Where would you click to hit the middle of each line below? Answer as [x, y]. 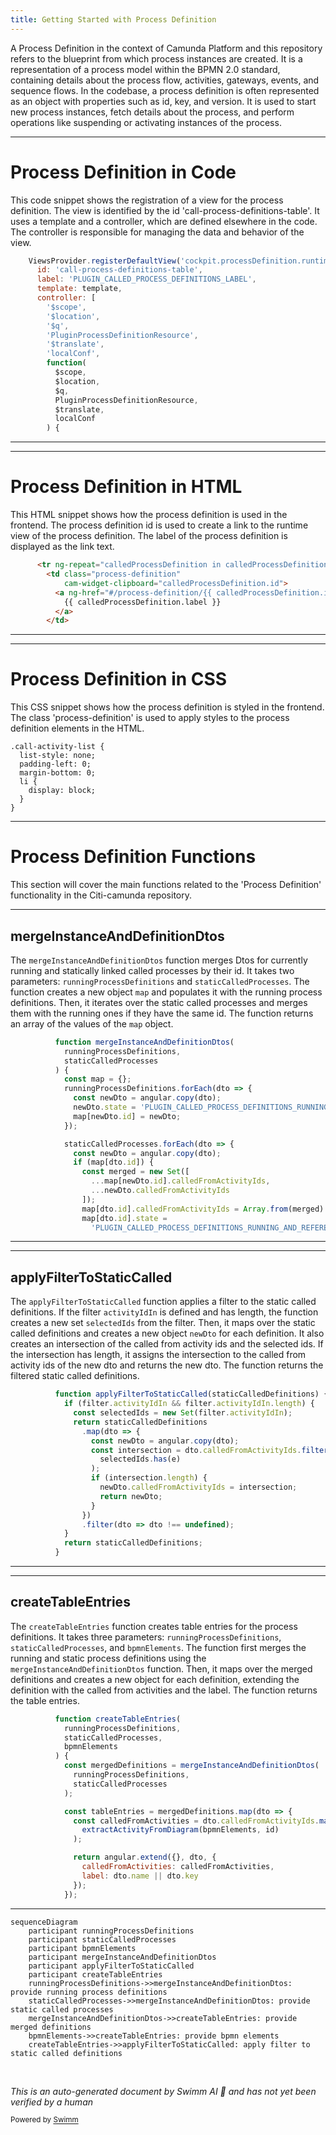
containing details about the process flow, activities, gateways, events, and [165, 80]
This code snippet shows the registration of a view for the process [147, 200]
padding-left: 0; [55, 764]
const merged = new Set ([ [135, 1172]
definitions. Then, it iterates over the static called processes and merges [159, 1002]
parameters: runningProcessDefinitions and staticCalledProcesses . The [160, 981]
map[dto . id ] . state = [124, 1218]
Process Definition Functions [133, 857]
